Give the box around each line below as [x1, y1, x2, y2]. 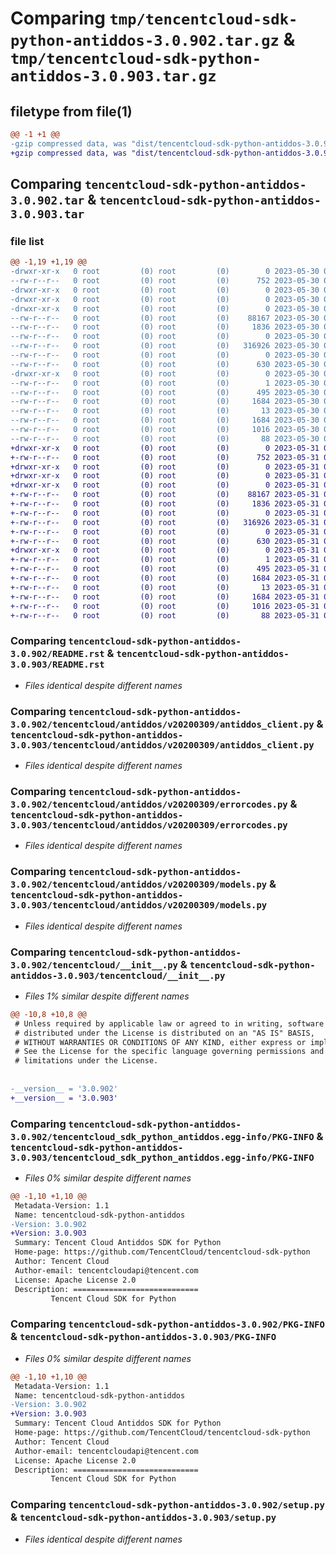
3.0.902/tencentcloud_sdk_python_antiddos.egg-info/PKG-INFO [10, 1131, 315, 1142]
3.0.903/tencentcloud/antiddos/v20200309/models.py [10, 900, 268, 911]
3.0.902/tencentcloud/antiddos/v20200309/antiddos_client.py [10, 718, 315, 730]
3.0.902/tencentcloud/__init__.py [10, 959, 178, 971]
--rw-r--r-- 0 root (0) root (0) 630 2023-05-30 [10, 359, 320, 369]
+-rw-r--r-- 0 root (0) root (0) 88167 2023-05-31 [10, 490, 320, 500]
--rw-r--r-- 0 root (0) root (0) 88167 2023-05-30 [10, 313, 320, 323]
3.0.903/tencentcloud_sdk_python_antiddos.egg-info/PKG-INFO [10, 1152, 315, 1163]
